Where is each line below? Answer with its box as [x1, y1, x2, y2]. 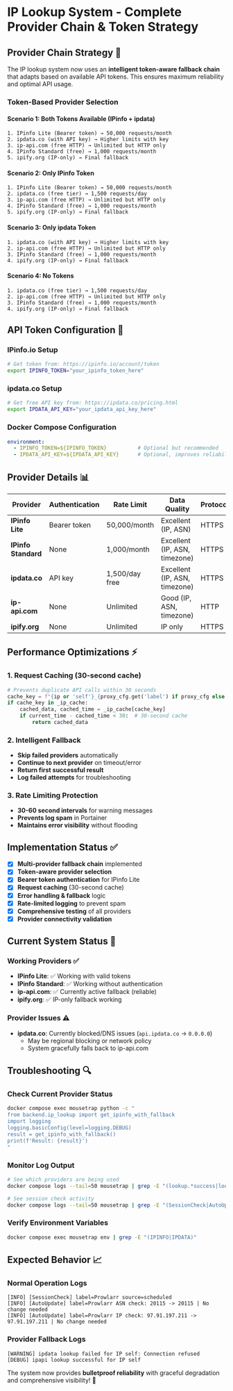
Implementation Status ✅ [7, 841, 118, 853]
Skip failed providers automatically [17, 751, 119, 759]
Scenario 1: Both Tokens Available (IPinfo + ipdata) [7, 114, 155, 122]
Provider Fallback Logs [7, 1335, 86, 1344]
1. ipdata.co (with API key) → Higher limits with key [7, 239, 169, 246]
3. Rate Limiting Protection [7, 791, 98, 801]
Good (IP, [160, 593, 192, 602]
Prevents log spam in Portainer [17, 814, 107, 822]
